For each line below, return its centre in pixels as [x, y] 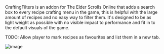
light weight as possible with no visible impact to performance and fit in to [80, 22]
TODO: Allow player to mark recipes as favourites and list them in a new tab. [82, 37]
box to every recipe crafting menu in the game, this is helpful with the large [82, 12]
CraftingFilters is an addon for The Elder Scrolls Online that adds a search [80, 7]
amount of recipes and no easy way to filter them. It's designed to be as [78, 17]
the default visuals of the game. [37, 28]
